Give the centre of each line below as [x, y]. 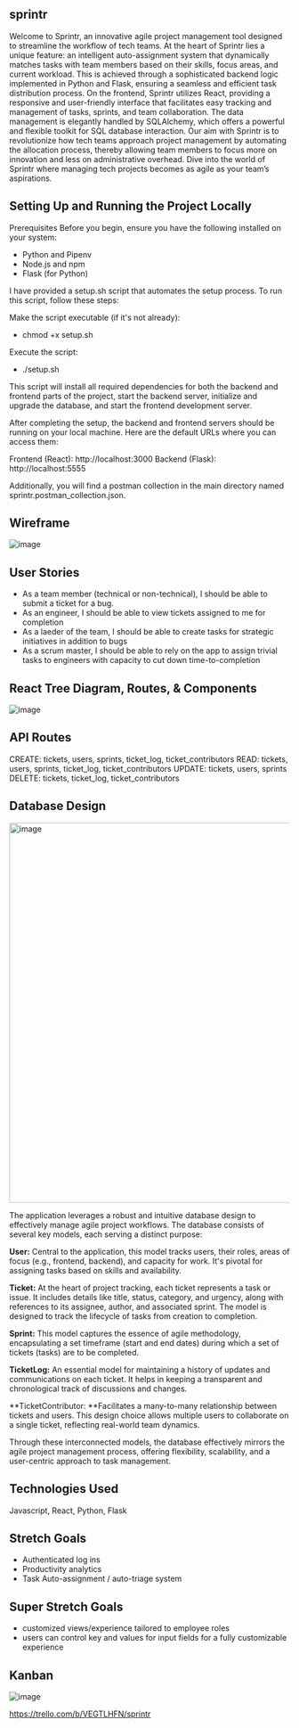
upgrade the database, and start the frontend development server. [131, 405]
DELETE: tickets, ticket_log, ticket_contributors [94, 778]
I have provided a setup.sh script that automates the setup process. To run [146, 291]
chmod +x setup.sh [57, 334]
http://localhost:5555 [48, 468]
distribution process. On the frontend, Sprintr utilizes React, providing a [140, 93]
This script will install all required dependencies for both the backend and [144, 386]
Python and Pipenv [57, 254]
